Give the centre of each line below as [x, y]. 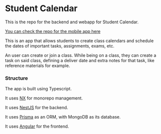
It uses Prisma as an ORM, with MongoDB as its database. [63, 117]
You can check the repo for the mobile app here [53, 31]
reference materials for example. [38, 66]
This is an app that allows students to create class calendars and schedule [79, 41]
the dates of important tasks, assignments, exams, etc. [60, 46]
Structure [16, 78]
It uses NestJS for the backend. [37, 108]
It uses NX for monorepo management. [44, 98]
